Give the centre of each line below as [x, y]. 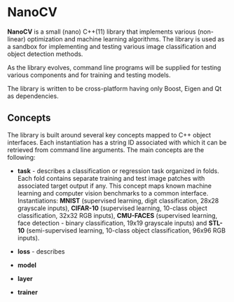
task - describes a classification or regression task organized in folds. [118, 171]
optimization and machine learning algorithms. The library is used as [126, 39]
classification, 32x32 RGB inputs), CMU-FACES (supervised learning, [117, 215]
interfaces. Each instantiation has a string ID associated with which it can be [117, 142]
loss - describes [41, 251]
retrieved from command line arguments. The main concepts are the [106, 150]
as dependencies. [33, 96]
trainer [28, 292]
